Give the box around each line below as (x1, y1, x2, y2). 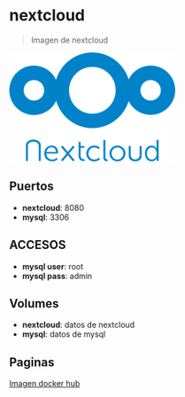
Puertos (9, 179, 55, 194)
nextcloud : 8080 (21, 202, 85, 213)
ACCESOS (9, 237, 66, 253)
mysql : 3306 (21, 212, 70, 222)
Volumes (9, 296, 59, 311)
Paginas (9, 354, 55, 370)
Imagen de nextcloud (30, 35, 109, 45)
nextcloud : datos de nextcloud (21, 320, 135, 331)
